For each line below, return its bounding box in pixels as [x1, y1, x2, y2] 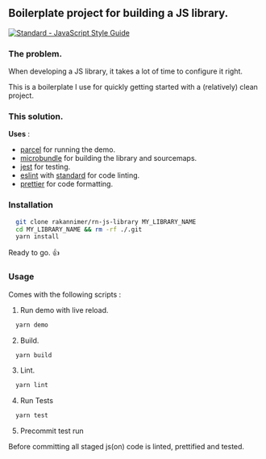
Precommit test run [19, 426, 85, 436]
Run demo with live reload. [19, 305, 109, 314]
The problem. [8, 48, 63, 59]
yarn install [15, 233, 60, 241]
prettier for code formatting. [19, 179, 114, 189]
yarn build [15, 351, 52, 359]
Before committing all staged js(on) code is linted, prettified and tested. [8, 442, 244, 452]
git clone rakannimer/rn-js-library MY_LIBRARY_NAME [15, 217, 197, 225]
